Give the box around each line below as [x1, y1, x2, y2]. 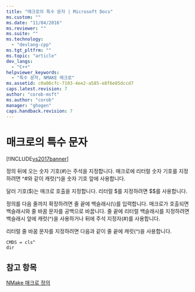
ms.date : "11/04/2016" [6, 20, 62, 26]
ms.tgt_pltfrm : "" [6, 47, 52, 53]
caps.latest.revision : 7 [6, 86, 68, 92]
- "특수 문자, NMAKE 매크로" [11, 75, 75, 81]
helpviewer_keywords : [6, 69, 60, 75]
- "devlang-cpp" [11, 42, 52, 48]
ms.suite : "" [6, 31, 39, 37]
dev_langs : [6, 58, 33, 64]
